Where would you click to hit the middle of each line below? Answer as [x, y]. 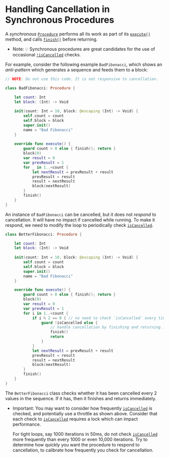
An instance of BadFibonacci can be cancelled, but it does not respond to [81, 214]
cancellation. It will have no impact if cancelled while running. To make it [80, 219]
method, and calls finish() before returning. [52, 39]
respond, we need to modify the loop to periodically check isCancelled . [79, 225]
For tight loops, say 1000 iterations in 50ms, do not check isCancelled [85, 434]
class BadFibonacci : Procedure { [40, 88]
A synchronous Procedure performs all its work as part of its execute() [78, 34]
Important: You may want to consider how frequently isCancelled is [82, 408]
